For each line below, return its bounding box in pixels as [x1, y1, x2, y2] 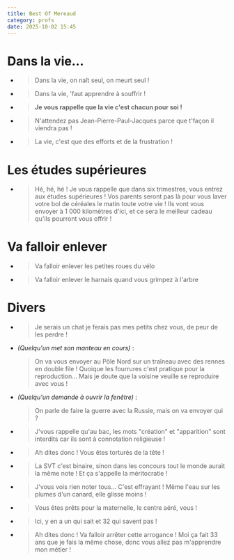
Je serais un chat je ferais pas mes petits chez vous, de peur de [34, 323, 218, 332]
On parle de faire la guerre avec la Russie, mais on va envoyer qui [34, 407, 224, 415]
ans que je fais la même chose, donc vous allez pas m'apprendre [34, 538, 221, 547]
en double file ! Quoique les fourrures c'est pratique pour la [34, 365, 205, 373]
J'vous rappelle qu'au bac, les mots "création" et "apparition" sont [34, 428, 226, 436]
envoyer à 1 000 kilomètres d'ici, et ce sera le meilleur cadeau [34, 207, 212, 216]
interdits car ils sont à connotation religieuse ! [34, 435, 166, 443]
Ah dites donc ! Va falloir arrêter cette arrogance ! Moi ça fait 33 [34, 531, 218, 539]
